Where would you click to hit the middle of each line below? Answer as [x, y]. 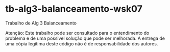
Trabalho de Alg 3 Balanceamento [41, 23]
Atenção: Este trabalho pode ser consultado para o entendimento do [77, 33]
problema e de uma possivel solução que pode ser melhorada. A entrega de [85, 38]
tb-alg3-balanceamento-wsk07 [74, 9]
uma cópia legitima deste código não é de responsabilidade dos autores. [82, 43]
